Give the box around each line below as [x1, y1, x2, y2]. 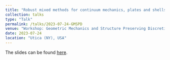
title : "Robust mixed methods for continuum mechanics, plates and [5, 7, 151, 13]
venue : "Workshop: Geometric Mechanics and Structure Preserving [5, 26, 146, 31]
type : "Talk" [5, 17, 33, 22]
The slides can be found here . [5, 49, 68, 55]
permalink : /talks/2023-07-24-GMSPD [5, 21, 82, 27]
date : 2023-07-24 [5, 31, 42, 36]
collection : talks [5, 12, 44, 17]
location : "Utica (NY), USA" [5, 36, 67, 41]
